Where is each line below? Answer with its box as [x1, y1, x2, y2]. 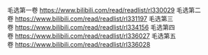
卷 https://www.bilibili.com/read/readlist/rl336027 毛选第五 [7, 32, 177, 40]
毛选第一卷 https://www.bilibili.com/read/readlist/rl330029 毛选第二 [7, 6, 201, 14]
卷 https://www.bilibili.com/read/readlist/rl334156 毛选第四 [7, 23, 176, 31]
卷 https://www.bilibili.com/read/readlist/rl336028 [7, 41, 151, 48]
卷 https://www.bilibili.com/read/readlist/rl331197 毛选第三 [7, 14, 174, 23]
